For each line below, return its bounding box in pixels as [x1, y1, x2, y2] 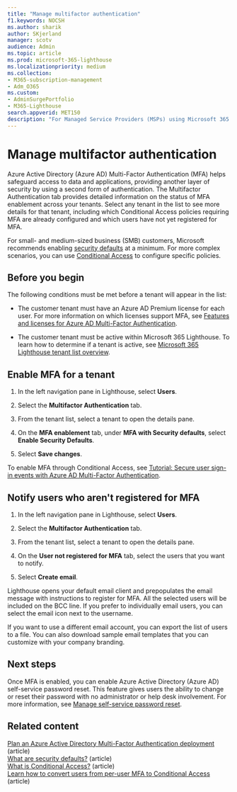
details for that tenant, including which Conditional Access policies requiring [7, 207, 229, 216]
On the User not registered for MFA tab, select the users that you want [17, 552, 225, 560]
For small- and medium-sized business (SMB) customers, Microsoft [7, 236, 204, 244]
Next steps [7, 658, 57, 670]
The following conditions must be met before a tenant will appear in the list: [7, 290, 227, 299]
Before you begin [7, 271, 85, 283]
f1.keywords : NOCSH [7, 17, 65, 24]
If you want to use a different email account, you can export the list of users [7, 623, 228, 631]
